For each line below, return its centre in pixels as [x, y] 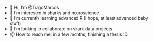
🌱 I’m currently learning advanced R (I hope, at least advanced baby [79, 18]
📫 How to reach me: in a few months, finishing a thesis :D [69, 34]
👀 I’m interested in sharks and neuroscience [54, 13]
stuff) [15, 23]
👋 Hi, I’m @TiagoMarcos [34, 8]
